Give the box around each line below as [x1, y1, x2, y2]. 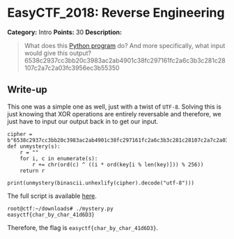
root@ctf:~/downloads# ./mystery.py [7, 205, 114, 212]
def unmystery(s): [7, 143, 61, 150]
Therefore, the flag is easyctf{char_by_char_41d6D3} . [7, 223, 159, 231]
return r [19, 167, 45, 174]
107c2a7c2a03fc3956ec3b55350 [24, 63, 120, 72]
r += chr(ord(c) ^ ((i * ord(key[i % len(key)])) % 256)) [32, 161, 204, 168]
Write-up [7, 84, 47, 95]
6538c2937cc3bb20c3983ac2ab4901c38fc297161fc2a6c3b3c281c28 [24, 56, 226, 64]
